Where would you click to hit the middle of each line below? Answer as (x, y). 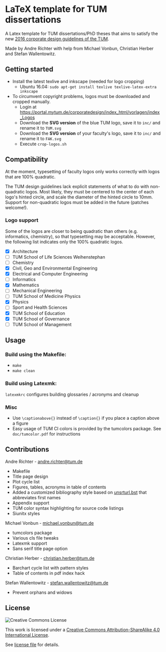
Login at (28, 107)
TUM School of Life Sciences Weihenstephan (59, 257)
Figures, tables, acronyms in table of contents (59, 487)
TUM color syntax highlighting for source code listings (68, 508)
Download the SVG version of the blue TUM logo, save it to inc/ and (90, 122)
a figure (20, 423)
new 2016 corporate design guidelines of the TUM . (57, 39)
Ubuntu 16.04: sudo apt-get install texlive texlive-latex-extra (88, 87)
